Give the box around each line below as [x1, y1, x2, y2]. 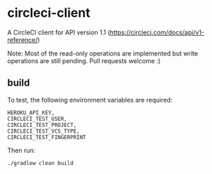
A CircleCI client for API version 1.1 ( [7, 28, 110, 36]
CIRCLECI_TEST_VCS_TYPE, [7, 128, 80, 135]
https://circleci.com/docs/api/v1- [110, 28, 205, 36]
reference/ [7, 35, 38, 43]
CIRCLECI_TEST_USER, [7, 115, 68, 122]
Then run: [7, 146, 36, 154]
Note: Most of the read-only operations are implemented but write [7, 49, 199, 58]
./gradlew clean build [7, 159, 74, 166]
